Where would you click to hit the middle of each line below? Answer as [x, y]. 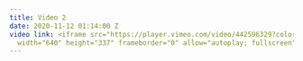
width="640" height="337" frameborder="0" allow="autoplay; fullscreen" [157, 43]
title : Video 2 [38, 17]
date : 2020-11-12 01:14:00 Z [64, 26]
